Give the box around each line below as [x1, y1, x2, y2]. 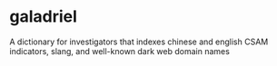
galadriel [9, 6, 77, 27]
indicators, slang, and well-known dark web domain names [9, 45, 230, 56]
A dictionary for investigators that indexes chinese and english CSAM [9, 36, 269, 47]
